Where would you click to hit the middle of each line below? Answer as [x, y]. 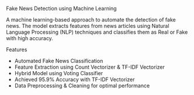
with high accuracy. [30, 38]
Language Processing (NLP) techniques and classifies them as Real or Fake [97, 32]
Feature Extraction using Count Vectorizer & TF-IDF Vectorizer [89, 67]
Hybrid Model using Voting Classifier [59, 73]
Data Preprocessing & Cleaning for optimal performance [82, 86]
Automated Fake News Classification [59, 61]
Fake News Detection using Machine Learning [61, 8]
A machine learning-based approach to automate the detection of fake [91, 20]
